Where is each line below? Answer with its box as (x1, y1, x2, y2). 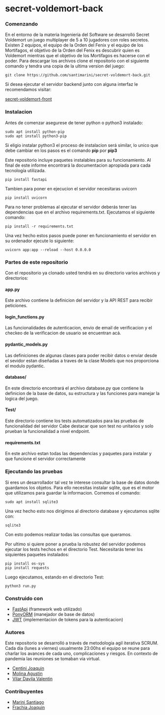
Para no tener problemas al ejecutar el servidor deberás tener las (5, 204, 137, 210)
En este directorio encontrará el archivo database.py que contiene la (5, 385, 144, 391)
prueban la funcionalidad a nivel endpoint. (5, 429, 90, 434)
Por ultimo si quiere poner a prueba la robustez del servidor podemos (5, 541, 146, 547)
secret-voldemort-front (5, 96, 52, 102)
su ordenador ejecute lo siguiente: (5, 238, 75, 244)
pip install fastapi (5, 177, 48, 182)
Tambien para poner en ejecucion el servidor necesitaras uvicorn (5, 185, 137, 191)
